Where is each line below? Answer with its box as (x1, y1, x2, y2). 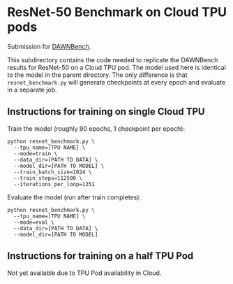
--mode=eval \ (13, 218, 54, 226)
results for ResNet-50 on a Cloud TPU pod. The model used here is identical (7, 63, 227, 71)
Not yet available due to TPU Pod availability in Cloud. (7, 269, 162, 277)
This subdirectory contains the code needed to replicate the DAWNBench (7, 55, 218, 64)
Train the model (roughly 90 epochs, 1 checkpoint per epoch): (7, 124, 186, 133)
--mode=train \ (13, 150, 58, 157)
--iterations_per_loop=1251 (13, 180, 96, 187)
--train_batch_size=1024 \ (13, 169, 92, 176)
